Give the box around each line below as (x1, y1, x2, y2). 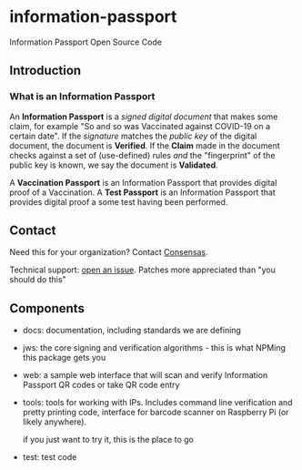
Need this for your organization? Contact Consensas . (9, 247, 208, 258)
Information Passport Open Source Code (9, 36, 162, 47)
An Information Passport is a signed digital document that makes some (9, 111, 278, 122)
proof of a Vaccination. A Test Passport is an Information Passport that (9, 187, 276, 198)
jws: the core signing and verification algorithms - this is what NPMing (22, 342, 287, 353)
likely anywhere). (22, 416, 87, 427)
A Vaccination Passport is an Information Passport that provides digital (9, 177, 277, 188)
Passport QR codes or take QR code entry (22, 380, 180, 391)
